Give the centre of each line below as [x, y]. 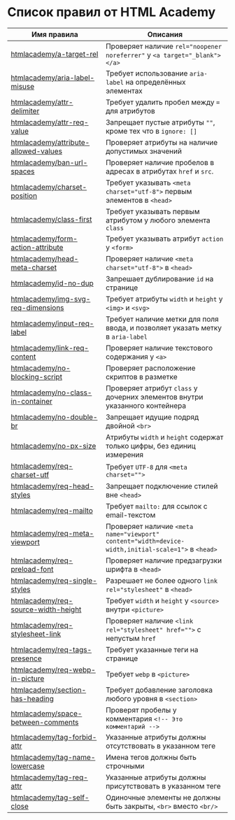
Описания [165, 34]
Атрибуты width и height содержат [165, 437]
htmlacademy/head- [45, 258]
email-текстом [131, 515]
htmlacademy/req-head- [52, 486]
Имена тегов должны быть [151, 757]
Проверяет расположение [151, 368]
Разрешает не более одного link [162, 580]
